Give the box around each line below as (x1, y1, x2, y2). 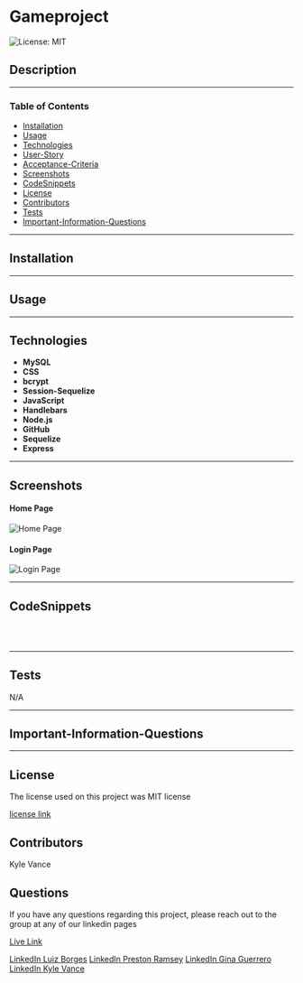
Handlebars (22, 404, 68, 416)
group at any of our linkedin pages (9, 918, 137, 929)
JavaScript (22, 395, 65, 406)
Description (9, 62, 77, 78)
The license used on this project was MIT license (9, 792, 191, 802)
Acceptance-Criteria (22, 159, 99, 170)
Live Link (9, 936, 43, 947)
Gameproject (9, 6, 110, 27)
